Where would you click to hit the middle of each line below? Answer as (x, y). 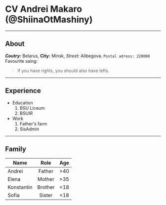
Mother (46, 179)
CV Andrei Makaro (44, 9)
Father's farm (33, 123)
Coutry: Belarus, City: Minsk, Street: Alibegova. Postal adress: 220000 (78, 56)
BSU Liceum (32, 108)
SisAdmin (29, 129)
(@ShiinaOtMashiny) (49, 20)
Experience (23, 91)
